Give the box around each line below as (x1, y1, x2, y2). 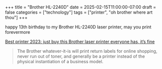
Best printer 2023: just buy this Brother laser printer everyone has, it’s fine (5, 39, 155, 45)
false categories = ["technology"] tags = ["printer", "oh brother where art (5, 9, 153, 15)
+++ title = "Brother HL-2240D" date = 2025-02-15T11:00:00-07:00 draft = (5, 4, 156, 10)
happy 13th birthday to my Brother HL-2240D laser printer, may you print (5, 24, 152, 30)
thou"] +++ (5, 15, 28, 20)
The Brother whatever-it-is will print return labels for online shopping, (17, 48, 158, 54)
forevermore (5, 29, 30, 35)
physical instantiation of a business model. (17, 59, 104, 64)
